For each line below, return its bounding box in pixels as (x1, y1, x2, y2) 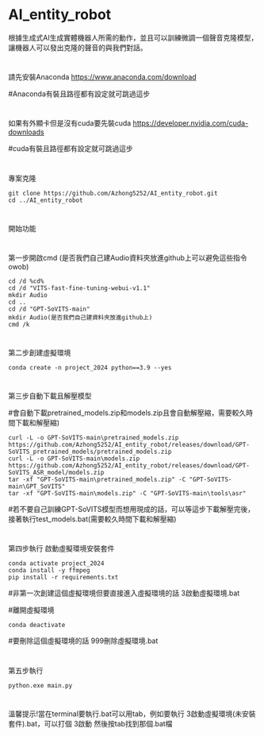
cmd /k (8, 320, 30, 328)
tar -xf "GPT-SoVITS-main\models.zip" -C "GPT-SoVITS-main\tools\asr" (8, 490, 247, 498)
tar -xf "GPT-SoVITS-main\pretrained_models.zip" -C (8, 475, 186, 484)
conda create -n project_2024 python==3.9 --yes (8, 364, 172, 372)
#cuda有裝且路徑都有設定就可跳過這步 (8, 144, 133, 153)
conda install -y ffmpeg (8, 567, 90, 575)
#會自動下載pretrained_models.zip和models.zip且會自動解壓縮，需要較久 (8, 408, 247, 418)
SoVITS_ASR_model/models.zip (8, 469, 105, 477)
